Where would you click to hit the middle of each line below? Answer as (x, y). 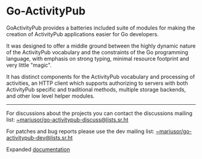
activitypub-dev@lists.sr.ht (40, 137)
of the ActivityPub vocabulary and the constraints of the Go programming (97, 52)
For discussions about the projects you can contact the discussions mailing (99, 113)
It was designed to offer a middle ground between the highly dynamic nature (101, 46)
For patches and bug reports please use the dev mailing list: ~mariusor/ (95, 131)
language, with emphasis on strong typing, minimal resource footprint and (98, 58)
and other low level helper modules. (50, 96)
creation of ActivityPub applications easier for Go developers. (83, 34)
